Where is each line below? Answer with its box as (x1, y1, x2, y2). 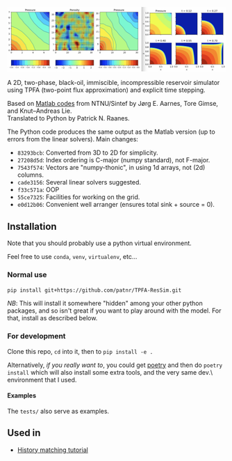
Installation (7, 220, 57, 233)
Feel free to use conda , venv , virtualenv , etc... (7, 252, 138, 260)
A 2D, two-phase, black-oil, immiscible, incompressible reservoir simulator (7, 79, 220, 87)
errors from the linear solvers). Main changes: (7, 135, 139, 143)
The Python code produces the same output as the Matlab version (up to (7, 127, 215, 136)
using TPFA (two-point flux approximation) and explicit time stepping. (7, 86, 206, 94)
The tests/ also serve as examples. (7, 407, 110, 415)
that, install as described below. (7, 314, 98, 322)
